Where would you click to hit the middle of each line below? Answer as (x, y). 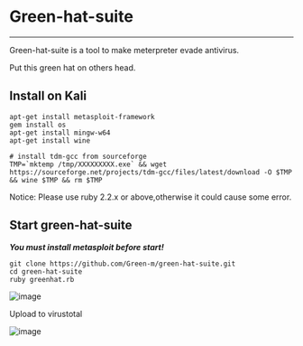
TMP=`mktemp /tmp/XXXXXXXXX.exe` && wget (88, 164)
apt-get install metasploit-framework (82, 117)
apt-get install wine (50, 140)
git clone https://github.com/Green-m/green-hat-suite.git (123, 264)
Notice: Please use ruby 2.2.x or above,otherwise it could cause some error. (151, 197)
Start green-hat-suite (71, 225)
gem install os (38, 125)
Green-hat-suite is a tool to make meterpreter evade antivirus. (124, 50)
